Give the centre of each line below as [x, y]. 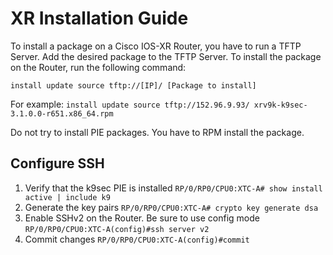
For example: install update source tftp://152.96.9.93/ [130, 104]
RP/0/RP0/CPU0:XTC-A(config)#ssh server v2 [117, 229]
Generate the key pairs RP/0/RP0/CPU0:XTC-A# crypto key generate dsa [171, 207]
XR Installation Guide [99, 18]
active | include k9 [67, 197]
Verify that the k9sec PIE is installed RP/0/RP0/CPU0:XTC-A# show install [173, 188]
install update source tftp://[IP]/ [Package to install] [133, 85]
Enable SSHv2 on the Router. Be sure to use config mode [142, 218]
